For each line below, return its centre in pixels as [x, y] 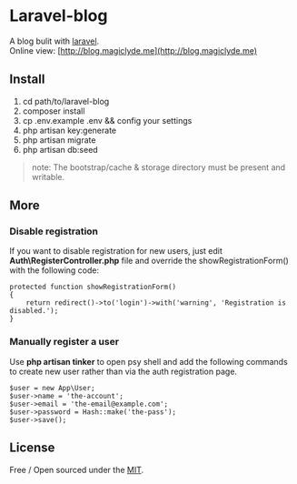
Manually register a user [64, 342]
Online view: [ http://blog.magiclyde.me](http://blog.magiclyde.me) [133, 50]
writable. [48, 176]
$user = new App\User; [52, 388]
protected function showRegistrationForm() [93, 287]
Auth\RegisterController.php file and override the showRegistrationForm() [149, 261]
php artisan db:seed [60, 149]
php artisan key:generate [69, 130]
